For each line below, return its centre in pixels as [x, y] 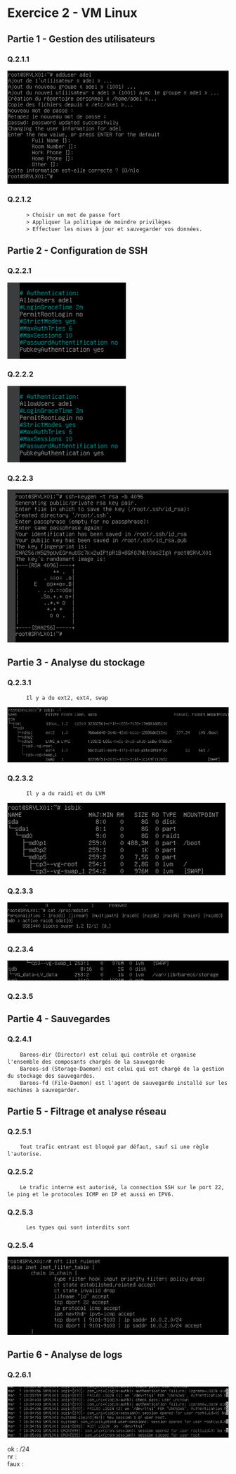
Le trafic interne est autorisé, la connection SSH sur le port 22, [122, 1187]
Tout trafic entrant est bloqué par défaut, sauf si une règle [114, 1147]
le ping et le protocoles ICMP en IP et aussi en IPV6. [91, 1194]
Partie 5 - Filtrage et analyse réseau [87, 1112]
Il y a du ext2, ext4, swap [67, 698]
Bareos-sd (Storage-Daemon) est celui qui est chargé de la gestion [122, 1069]
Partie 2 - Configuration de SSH [78, 251]
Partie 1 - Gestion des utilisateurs [81, 39]
